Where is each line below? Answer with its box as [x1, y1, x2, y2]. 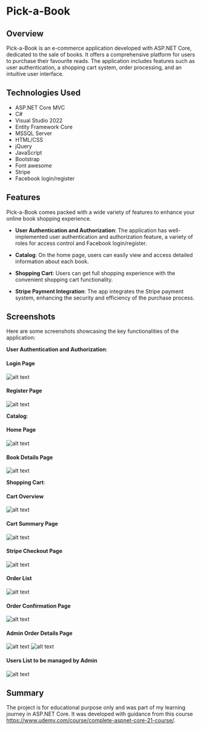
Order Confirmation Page [6, 602, 71, 609]
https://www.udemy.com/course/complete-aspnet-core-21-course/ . [6, 717, 176, 724]
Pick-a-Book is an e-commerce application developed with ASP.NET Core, [6, 44, 192, 52]
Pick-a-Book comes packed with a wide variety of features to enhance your [6, 208, 195, 216]
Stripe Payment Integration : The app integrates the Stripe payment [15, 287, 184, 295]
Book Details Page [6, 454, 53, 461]
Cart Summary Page [6, 520, 59, 527]
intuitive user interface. [6, 70, 64, 77]
